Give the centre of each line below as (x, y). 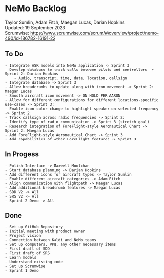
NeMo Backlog (36, 9)
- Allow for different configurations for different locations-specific (82, 100)
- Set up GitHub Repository (34, 227)
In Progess (22, 154)
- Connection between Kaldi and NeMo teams (51, 240)
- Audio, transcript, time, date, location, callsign (71, 78)
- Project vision (23, 236)
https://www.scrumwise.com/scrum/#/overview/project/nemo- (95, 33)
